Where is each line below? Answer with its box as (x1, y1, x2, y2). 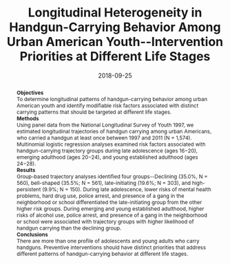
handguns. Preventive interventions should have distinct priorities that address (16, 243, 206, 251)
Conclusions (16, 230, 49, 238)
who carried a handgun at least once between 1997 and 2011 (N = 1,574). (16, 134, 192, 142)
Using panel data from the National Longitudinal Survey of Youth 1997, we (16, 121, 194, 129)
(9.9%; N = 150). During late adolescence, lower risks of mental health (41, 186, 211, 193)
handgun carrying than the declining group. (16, 224, 122, 232)
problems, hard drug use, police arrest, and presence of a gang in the (16, 192, 185, 199)
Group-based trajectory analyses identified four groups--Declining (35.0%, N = (16, 173, 208, 180)
